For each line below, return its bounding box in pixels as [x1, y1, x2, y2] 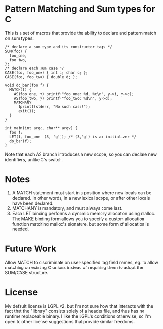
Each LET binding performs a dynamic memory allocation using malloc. [12, 210, 156, 216]
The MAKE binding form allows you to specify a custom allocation [12, 216, 145, 222]
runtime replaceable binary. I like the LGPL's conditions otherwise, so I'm [5, 313, 151, 319]
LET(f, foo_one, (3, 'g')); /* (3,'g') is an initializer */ [9, 134, 137, 139]
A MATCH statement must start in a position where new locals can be [12, 189, 152, 196]
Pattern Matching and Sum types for [5, 3, 155, 15]
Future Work [5, 243, 57, 254]
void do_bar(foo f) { [5, 83, 49, 88]
